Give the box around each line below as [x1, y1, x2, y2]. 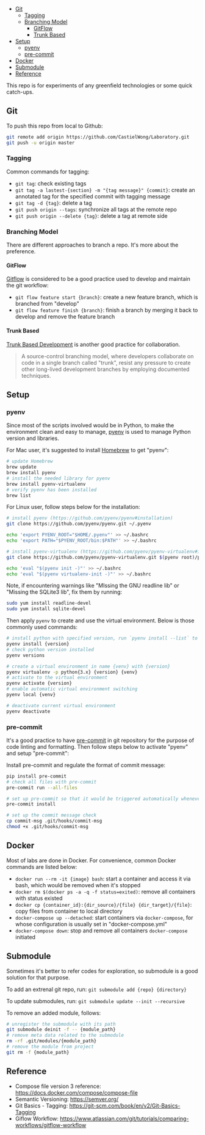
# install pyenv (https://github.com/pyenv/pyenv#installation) [6, 515, 173, 521]
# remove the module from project [6, 1043, 95, 1050]
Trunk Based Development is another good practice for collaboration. [6, 340, 181, 348]
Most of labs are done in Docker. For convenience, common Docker [6, 857, 176, 864]
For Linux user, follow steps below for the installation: [6, 503, 140, 511]
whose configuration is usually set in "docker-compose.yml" [15, 920, 168, 928]
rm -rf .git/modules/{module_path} [6, 1038, 97, 1044]
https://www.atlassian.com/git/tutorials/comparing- [60, 1115, 189, 1122]
